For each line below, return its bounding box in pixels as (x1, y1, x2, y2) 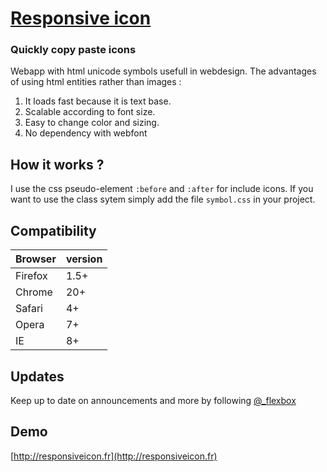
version (65, 252, 103, 266)
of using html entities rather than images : (10, 76, 182, 88)
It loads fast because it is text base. (24, 95, 172, 107)
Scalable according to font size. (24, 106, 156, 118)
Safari (15, 302, 43, 316)
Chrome (15, 285, 53, 299)
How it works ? (10, 156, 105, 173)
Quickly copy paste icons (10, 43, 137, 57)
